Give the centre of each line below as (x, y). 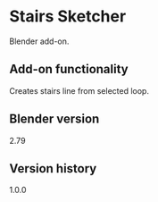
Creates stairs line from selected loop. (79, 90)
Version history (53, 168)
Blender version (54, 119)
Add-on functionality (69, 69)
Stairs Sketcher (68, 17)
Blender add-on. (39, 41)
